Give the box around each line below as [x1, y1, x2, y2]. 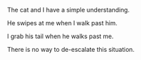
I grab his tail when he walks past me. [7, 32, 114, 40]
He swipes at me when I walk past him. [7, 19, 118, 27]
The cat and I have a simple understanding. [7, 6, 130, 14]
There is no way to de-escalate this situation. [7, 46, 135, 53]
